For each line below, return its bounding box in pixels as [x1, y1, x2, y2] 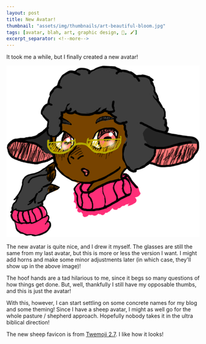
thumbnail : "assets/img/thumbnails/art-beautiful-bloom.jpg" [6, 23, 166, 29]
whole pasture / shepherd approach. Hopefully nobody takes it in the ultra [6, 312, 193, 320]
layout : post [6, 10, 40, 16]
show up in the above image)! [6, 263, 82, 270]
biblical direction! [6, 319, 50, 326]
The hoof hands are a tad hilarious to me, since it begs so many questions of [6, 274, 200, 282]
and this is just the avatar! [6, 288, 72, 295]
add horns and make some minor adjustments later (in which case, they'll [6, 256, 191, 263]
